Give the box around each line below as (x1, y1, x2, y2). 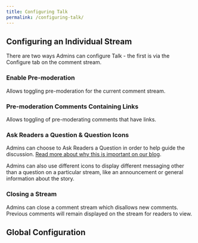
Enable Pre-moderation (6, 74, 75, 82)
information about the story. (6, 175, 75, 183)
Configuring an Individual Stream (6, 37, 132, 47)
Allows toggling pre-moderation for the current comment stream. (6, 87, 166, 95)
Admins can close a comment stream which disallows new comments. (6, 203, 179, 211)
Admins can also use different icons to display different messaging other (6, 162, 184, 169)
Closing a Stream (6, 190, 57, 198)
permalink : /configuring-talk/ (6, 14, 84, 20)
